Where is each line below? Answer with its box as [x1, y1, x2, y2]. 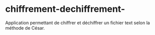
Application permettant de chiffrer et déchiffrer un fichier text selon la [5, 20, 150, 26]
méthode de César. [5, 25, 45, 31]
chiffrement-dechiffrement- [5, 3, 125, 15]
